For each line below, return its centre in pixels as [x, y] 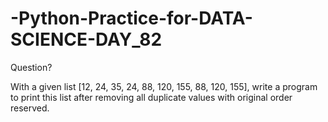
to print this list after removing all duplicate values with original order [151, 97]
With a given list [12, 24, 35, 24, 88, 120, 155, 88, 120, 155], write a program [164, 86]
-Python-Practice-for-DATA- [131, 18]
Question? [31, 67]
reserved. [30, 108]
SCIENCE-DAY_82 [86, 39]
